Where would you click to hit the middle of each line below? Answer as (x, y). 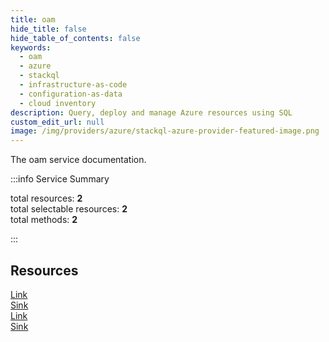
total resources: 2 (46, 198)
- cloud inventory (58, 103)
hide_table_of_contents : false (75, 38)
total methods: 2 (44, 220)
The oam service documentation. (78, 160)
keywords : (31, 47)
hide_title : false (48, 29)
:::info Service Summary (60, 179)
